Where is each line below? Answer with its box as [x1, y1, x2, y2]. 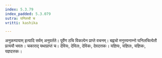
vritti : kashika [5, 20, 38, 25]
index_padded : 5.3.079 [5, 12, 51, 16]
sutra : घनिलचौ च [5, 16, 35, 21]
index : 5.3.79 [5, 7, 34, 12]
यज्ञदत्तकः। [5, 48, 22, 54]
